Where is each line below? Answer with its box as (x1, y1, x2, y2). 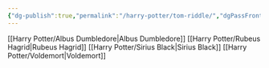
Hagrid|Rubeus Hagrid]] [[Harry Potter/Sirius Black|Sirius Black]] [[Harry (7, 42, 247, 52)
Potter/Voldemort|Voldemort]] (7, 50, 106, 60)
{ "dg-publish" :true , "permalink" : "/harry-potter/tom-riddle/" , (7, 11, 220, 20)
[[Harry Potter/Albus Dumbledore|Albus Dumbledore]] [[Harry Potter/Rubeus (7, 34, 261, 43)
